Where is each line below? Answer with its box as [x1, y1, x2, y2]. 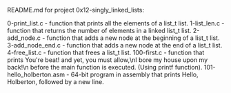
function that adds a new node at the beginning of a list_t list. [46, 34, 220, 42]
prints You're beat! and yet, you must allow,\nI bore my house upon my [7, 56, 208, 64]
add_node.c [7, 34, 41, 42]
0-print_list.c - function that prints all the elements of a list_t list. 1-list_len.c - [7, 19, 225, 27]
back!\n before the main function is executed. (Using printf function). [7, 63, 203, 71]
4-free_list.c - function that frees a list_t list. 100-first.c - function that [7, 48, 205, 56]
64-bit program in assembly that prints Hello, [70, 70, 199, 79]
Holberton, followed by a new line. [7, 78, 105, 85]
